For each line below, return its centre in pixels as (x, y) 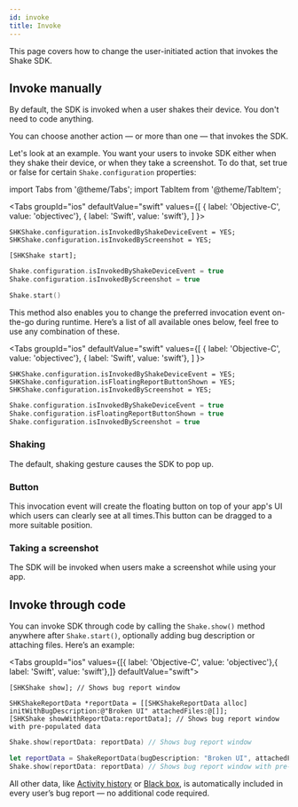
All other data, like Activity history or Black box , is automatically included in (146, 783)
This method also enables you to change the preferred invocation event (140, 313)
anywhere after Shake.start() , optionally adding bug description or (132, 636)
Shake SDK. (31, 60)
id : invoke (29, 17)
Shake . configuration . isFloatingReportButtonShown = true (117, 414)
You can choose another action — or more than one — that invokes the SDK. (149, 136)
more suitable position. (51, 526)
